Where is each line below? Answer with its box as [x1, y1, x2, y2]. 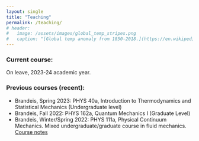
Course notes [14, 128, 49, 136]
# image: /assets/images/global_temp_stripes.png [6, 31, 136, 37]
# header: [6, 25, 31, 31]
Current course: [6, 55, 53, 64]
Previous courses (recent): [6, 84, 85, 92]
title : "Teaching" [6, 14, 52, 20]
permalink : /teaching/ [6, 19, 62, 25]
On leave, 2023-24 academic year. [6, 69, 91, 76]
